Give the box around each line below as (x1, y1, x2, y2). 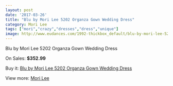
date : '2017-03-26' (5, 12, 47, 17)
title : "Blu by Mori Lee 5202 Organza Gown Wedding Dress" (5, 17, 135, 22)
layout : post (5, 7, 33, 13)
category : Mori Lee (5, 21, 47, 27)
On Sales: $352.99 (5, 55, 46, 61)
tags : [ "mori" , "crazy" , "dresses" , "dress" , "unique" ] (5, 27, 118, 32)
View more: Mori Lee (5, 75, 50, 81)
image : (5, 31, 20, 36)
